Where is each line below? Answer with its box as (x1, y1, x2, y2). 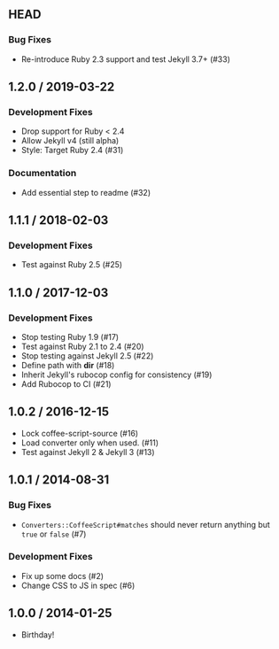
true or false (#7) (20, 529, 87, 539)
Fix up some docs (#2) (20, 570, 104, 581)
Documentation (8, 167, 77, 180)
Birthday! (20, 629, 55, 640)
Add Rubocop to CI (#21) (20, 379, 112, 390)
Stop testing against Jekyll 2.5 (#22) (20, 351, 154, 361)
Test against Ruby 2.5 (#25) (20, 259, 123, 270)
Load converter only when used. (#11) (20, 437, 159, 448)
